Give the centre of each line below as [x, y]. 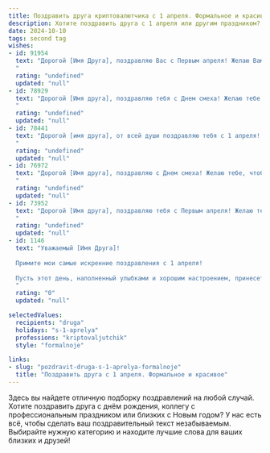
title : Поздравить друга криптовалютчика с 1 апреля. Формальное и [124, 16]
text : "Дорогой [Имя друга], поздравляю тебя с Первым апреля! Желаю [134, 210]
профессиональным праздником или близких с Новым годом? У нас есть [135, 414]
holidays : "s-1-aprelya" [57, 330]
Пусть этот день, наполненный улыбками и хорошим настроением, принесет [140, 278]
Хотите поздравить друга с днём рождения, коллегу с [102, 406]
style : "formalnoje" [50, 345]
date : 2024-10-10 [37, 31]
